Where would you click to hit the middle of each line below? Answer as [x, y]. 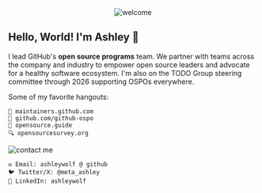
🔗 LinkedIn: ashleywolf [47, 181]
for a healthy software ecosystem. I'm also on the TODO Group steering [125, 73]
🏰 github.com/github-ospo [51, 118]
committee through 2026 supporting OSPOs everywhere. [101, 81]
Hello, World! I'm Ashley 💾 [74, 38]
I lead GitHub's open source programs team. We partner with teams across [131, 56]
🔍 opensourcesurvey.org [48, 133]
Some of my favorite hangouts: [59, 96]
